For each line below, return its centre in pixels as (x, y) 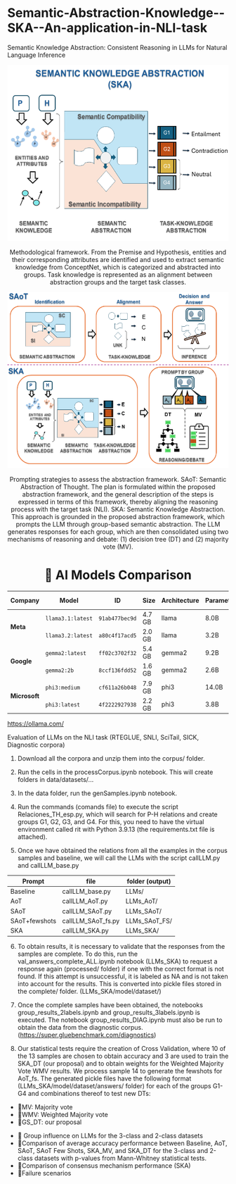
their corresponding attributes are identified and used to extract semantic (118, 259)
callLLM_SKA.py (85, 930)
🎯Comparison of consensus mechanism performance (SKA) (104, 1165)
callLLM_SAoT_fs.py (91, 921)
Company (25, 600)
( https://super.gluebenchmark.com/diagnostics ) (87, 1035)
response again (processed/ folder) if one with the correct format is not (121, 968)
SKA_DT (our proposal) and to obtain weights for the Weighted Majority (120, 1063)
